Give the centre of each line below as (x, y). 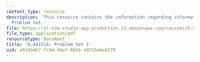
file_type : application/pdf (41, 34)
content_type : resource (36, 12)
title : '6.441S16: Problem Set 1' (49, 45)
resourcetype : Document (36, 39)
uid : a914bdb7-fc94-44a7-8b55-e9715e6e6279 (61, 50)
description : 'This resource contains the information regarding (89, 17)
